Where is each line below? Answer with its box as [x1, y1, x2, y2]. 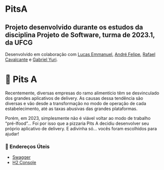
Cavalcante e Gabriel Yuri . [5, 57, 58, 62]
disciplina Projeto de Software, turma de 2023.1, [5, 30, 155, 39]
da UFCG [5, 38, 33, 47]
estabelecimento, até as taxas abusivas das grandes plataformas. [5, 106, 138, 112]
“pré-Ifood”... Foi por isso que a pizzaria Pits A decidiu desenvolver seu [5, 120, 149, 126]
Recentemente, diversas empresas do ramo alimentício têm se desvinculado [5, 90, 160, 96]
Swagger [12, 154, 31, 160]
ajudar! [5, 131, 20, 137]
